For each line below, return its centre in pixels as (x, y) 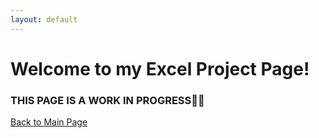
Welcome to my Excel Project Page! (160, 68)
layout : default (44, 19)
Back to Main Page (49, 122)
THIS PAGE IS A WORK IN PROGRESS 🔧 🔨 (107, 100)
